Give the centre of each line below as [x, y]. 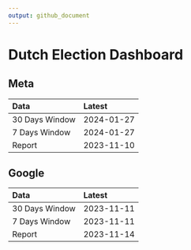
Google [26, 174]
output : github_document [49, 15]
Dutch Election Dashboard [96, 54]
